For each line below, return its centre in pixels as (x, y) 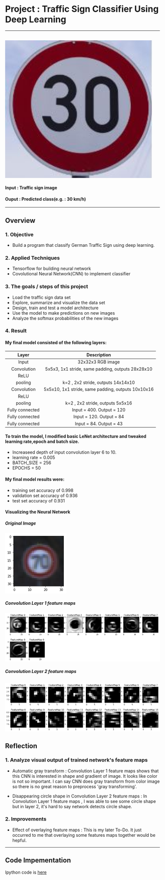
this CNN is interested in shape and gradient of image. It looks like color (85, 776)
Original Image (21, 523)
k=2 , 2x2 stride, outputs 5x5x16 (99, 403)
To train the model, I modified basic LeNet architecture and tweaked (76, 436)
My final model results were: (35, 479)
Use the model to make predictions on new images (64, 313)
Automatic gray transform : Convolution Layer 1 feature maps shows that (85, 771)
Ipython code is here (26, 872)
